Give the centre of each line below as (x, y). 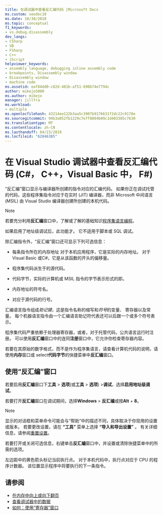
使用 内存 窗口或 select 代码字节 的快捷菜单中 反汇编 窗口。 (61, 355)
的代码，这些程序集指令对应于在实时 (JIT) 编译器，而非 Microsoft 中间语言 (79, 195)
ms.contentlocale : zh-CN (30, 127)
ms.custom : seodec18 (26, 14)
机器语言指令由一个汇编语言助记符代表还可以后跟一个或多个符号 (87, 316)
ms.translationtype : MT (29, 123)
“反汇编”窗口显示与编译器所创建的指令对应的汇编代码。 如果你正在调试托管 (80, 189)
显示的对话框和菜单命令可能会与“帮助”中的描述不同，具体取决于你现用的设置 (81, 420)
